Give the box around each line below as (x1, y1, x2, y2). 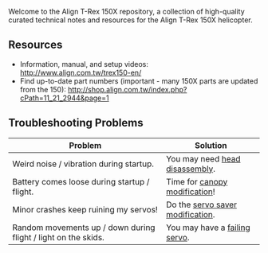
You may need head (166, 153, 241, 164)
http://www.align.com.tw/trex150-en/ (19, 68, 142, 77)
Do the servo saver (166, 199, 238, 210)
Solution (194, 139, 227, 150)
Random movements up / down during (12, 222, 156, 233)
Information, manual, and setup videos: (19, 59, 149, 68)
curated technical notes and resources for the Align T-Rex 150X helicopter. (8, 15, 253, 25)
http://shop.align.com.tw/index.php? (67, 84, 187, 94)
